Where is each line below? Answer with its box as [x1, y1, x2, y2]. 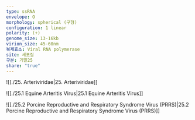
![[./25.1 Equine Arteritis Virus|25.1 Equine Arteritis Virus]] [6, 90, 143, 97]
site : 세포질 [6, 52, 34, 58]
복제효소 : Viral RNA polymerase [6, 47, 80, 52]
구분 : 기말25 [6, 57, 33, 63]
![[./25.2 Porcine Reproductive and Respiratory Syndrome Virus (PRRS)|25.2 [6, 101, 189, 108]
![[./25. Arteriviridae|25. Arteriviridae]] [6, 79, 98, 86]
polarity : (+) [6, 30, 41, 36]
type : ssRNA [6, 8, 35, 15]
